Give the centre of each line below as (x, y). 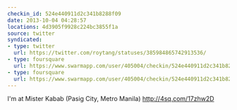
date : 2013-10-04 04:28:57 (47, 20)
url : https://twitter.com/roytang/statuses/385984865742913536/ (110, 53)
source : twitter (31, 33)
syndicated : (25, 40)
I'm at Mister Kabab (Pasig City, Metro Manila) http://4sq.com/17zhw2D (111, 99)
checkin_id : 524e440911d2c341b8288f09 (64, 14)
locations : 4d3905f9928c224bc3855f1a (63, 27)
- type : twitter (31, 46)
